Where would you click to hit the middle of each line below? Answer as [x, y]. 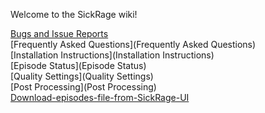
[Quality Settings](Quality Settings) [82, 76]
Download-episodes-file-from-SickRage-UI [100, 97]
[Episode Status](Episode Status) [78, 65]
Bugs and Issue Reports [59, 33]
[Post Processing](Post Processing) [83, 87]
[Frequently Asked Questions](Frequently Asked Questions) [133, 44]
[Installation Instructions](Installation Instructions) [112, 55]
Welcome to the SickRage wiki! [74, 14]
